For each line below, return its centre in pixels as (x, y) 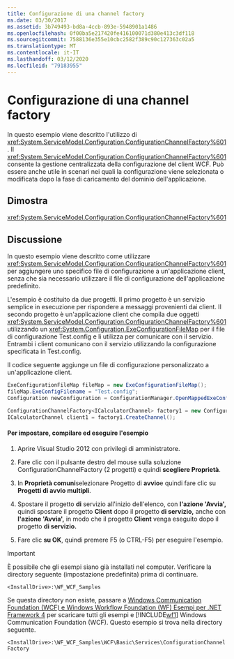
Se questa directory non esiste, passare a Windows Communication (104, 600)
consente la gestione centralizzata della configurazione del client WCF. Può (116, 164)
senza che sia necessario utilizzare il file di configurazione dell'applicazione (116, 279)
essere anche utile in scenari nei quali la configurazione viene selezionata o (116, 171)
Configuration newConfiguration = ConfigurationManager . (92, 398)
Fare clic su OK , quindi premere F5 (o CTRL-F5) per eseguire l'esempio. (120, 540)
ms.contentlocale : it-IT (43, 53)
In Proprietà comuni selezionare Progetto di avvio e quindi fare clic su (116, 483)
